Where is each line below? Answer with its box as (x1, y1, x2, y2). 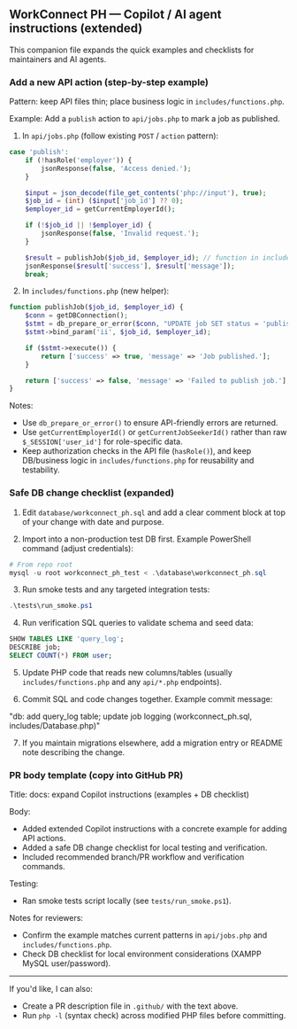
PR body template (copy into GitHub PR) (9, 768, 184, 781)
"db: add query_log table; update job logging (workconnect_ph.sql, (9, 711, 253, 721)
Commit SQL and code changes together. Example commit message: (21, 693, 273, 704)
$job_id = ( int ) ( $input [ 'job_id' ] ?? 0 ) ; (25, 197, 184, 206)
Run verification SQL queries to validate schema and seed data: (21, 618, 254, 628)
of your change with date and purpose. (21, 516, 165, 526)
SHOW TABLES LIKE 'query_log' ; (9, 635, 125, 643)
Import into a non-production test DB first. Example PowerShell (21, 534, 252, 544)
